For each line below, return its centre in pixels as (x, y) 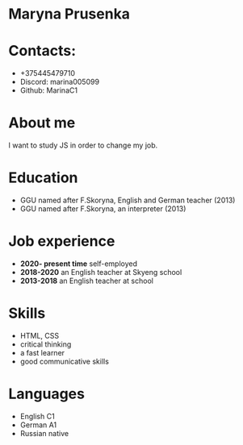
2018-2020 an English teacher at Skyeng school (101, 272)
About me (42, 123)
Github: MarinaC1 (49, 90)
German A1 (38, 425)
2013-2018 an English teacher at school (86, 281)
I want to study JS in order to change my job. (83, 145)
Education (43, 178)
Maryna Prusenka (69, 14)
